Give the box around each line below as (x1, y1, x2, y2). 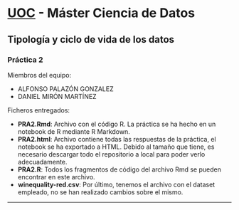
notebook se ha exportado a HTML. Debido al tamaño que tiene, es (17, 142, 215, 151)
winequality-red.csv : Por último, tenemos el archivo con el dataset (17, 180, 216, 189)
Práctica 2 (7, 55, 44, 65)
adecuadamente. (17, 157, 68, 166)
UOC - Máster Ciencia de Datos (7, 5, 196, 21)
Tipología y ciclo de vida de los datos (7, 33, 175, 46)
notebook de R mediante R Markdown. (17, 127, 130, 136)
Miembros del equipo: (7, 70, 72, 79)
